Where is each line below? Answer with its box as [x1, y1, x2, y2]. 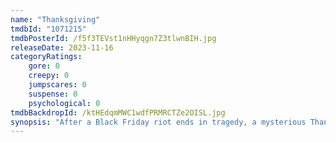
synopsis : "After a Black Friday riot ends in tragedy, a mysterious [10, 117, 307, 127]
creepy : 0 [28, 71, 70, 81]
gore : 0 [28, 61, 60, 71]
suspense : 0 [28, 89, 78, 99]
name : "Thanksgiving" [10, 14, 101, 25]
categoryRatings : [10, 52, 83, 62]
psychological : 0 [28, 98, 101, 108]
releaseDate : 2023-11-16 [10, 42, 114, 53]
